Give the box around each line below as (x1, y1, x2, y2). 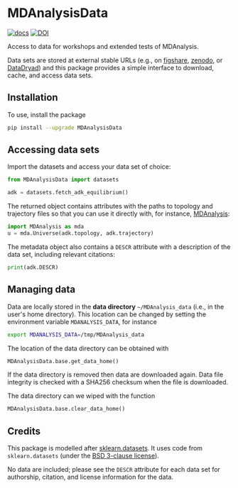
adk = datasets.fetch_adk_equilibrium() (7, 189, 129, 196)
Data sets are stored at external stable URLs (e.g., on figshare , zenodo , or (7, 55, 223, 65)
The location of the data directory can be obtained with (7, 344, 169, 353)
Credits (7, 425, 41, 437)
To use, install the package (7, 110, 87, 118)
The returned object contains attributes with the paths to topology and (7, 202, 213, 211)
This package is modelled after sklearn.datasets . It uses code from (7, 444, 203, 453)
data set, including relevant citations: (7, 250, 115, 258)
